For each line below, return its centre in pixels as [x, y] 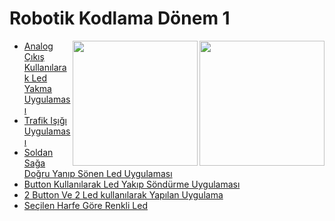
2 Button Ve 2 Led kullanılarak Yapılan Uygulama [123, 194]
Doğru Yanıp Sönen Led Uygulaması [98, 173]
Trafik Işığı [45, 120]
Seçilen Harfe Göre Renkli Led [85, 205]
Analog [38, 46]
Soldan [38, 152]
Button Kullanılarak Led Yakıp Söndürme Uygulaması [132, 184]
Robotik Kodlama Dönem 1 [120, 18]
